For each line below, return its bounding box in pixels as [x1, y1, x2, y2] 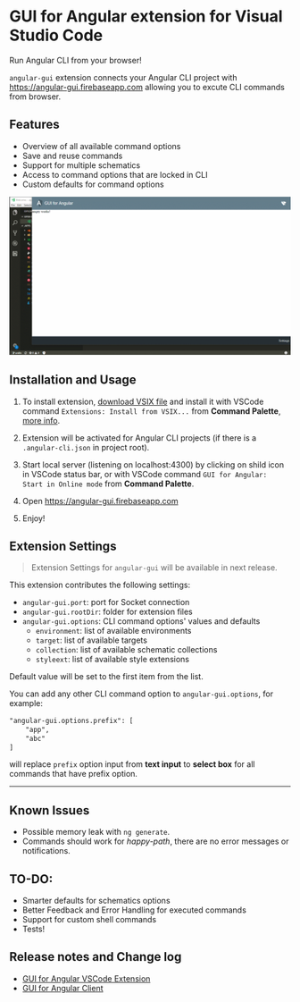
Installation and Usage [9, 373, 137, 388]
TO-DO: [9, 871, 54, 887]
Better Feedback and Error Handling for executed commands [21, 905, 247, 915]
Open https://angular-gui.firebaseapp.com [21, 495, 179, 506]
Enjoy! [21, 512, 46, 524]
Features [9, 117, 60, 132]
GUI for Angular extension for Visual [9, 6, 283, 27]
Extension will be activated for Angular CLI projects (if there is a [21, 432, 257, 443]
